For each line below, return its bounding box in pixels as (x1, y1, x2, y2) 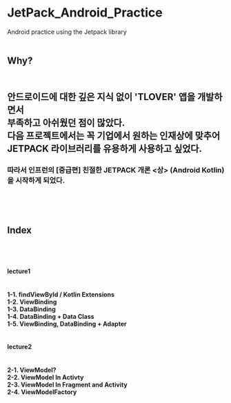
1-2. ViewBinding (7, 297, 57, 306)
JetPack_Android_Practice (7, 5, 163, 21)
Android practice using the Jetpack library (7, 28, 128, 36)
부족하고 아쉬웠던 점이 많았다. (7, 117, 125, 128)
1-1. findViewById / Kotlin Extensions (7, 290, 115, 298)
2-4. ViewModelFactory (7, 388, 77, 396)
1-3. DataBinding (7, 305, 57, 313)
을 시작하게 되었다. (7, 175, 66, 185)
